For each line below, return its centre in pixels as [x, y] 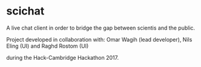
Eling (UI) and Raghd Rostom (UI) [48, 46]
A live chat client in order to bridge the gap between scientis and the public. [101, 28]
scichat [25, 11]
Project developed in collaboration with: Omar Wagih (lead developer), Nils [99, 39]
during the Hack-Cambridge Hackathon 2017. [63, 57]
